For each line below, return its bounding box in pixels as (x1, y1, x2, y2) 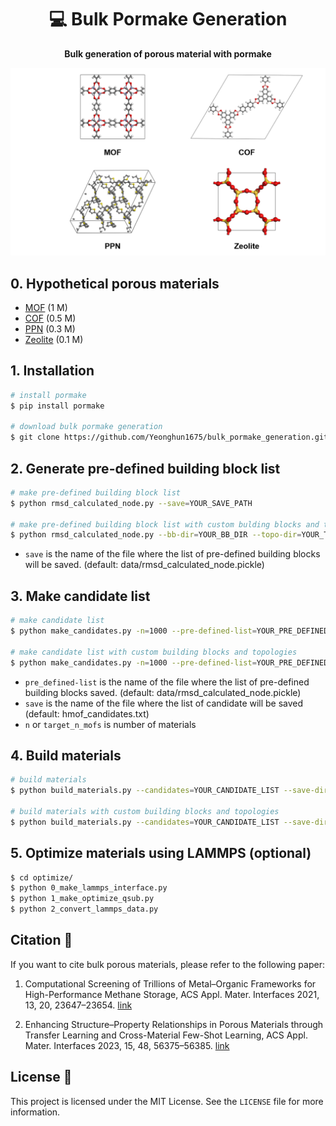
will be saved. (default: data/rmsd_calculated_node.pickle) (24, 559, 265, 571)
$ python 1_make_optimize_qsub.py (10, 894, 155, 904)
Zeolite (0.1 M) (24, 333, 84, 345)
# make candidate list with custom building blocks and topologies (10, 647, 298, 657)
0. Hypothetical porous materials (10, 275, 220, 292)
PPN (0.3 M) (24, 322, 76, 335)
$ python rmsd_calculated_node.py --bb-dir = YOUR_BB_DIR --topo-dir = (10, 530, 302, 540)
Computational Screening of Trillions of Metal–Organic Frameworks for (24, 977, 317, 990)
